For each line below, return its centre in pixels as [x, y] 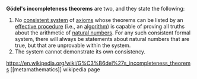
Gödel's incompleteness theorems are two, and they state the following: [96, 9]
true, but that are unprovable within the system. [73, 45]
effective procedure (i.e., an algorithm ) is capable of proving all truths [100, 26]
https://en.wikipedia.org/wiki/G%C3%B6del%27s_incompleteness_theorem [99, 63]
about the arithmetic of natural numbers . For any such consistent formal [103, 33]
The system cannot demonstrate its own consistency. [80, 52]
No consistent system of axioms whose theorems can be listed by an [99, 20]
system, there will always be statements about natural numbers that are [102, 39]
